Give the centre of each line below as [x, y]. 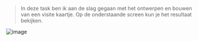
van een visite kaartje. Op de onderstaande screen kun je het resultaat [106, 14]
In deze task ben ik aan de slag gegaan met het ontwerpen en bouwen [106, 8]
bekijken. [32, 20]
